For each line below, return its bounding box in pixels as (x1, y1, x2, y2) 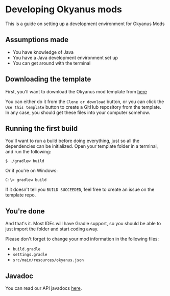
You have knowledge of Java (12, 49, 74, 55)
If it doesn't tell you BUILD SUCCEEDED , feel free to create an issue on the (5, 186, 155, 193)
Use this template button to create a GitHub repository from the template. (5, 104, 162, 110)
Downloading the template (5, 75, 91, 84)
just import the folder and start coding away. (5, 226, 99, 232)
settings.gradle (12, 252, 47, 258)
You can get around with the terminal (12, 60, 91, 66)
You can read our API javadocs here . (5, 285, 82, 291)
